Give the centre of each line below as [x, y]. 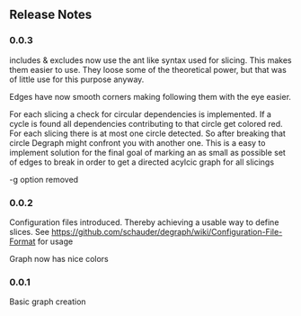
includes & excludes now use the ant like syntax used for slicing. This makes [150, 60]
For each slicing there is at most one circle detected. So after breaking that [147, 133]
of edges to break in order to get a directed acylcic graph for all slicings [142, 162]
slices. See [29, 231]
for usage [55, 241]
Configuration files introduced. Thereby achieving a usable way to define [144, 222]
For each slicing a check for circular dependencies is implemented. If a [141, 114]
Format [22, 241]
